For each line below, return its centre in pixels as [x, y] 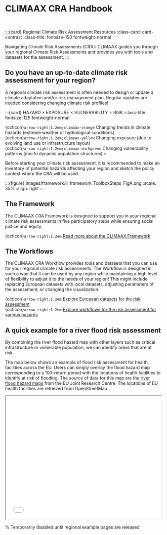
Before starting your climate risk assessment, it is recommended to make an [83, 163]
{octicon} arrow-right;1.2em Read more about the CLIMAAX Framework [78, 236]
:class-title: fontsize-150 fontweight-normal [67, 37]
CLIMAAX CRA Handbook [59, 9]
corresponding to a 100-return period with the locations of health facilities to [83, 373]
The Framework [30, 204]
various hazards [21, 315]
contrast [14, 37]
